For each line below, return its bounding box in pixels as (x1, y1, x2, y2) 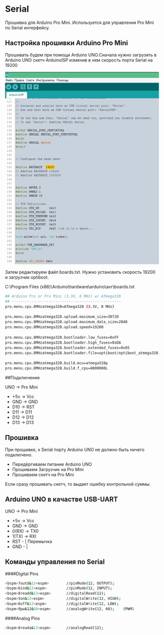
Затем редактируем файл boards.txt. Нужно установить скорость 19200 (5, 269, 156, 275)
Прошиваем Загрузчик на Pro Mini (12, 466, 84, 472)
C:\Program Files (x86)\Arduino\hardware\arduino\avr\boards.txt (5, 284, 135, 289)
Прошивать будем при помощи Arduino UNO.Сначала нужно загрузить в (5, 52, 157, 58)
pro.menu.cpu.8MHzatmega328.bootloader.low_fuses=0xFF (5, 335, 119, 340)
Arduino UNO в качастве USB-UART (5, 495, 118, 504)
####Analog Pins (5, 615, 40, 621)
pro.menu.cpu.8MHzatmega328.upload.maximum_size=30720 (5, 314, 119, 319)
